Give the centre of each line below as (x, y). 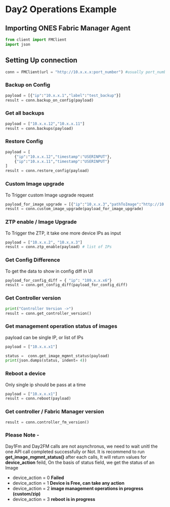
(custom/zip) (27, 494)
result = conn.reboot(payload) (38, 399)
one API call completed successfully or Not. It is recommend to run (75, 451)
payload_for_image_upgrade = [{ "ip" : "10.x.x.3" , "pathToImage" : (73, 204)
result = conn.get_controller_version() (49, 313)
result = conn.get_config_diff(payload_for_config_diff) (67, 285)
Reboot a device (26, 374)
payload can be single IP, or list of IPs (44, 337)
